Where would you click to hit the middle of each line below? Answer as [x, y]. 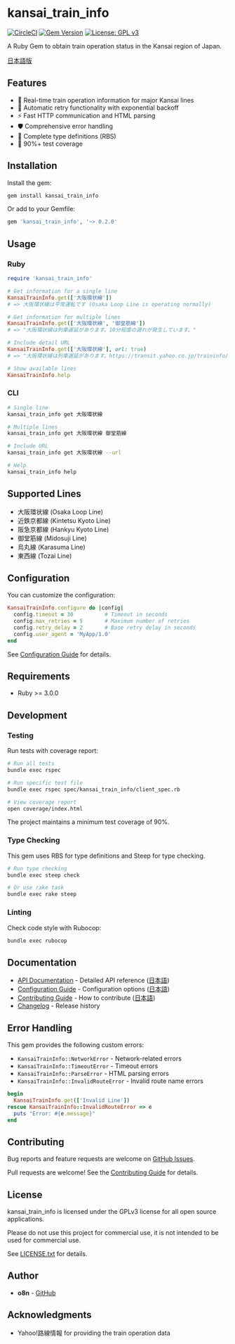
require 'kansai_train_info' [50, 279]
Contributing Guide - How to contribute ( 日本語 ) [86, 998]
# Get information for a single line [62, 291]
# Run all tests [31, 764]
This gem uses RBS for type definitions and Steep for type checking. [106, 856]
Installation [32, 166]
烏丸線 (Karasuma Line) [51, 547]
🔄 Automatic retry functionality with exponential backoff [98, 108]
